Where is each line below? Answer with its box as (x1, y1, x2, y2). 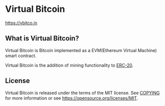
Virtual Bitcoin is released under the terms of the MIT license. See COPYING (5, 90, 160, 96)
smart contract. (5, 53, 37, 58)
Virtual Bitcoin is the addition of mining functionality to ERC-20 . (5, 62, 133, 68)
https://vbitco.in (5, 20, 38, 26)
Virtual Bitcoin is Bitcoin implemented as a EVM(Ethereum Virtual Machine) (5, 47, 157, 53)
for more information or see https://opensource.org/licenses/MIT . (5, 95, 138, 101)
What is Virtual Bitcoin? (5, 34, 79, 43)
